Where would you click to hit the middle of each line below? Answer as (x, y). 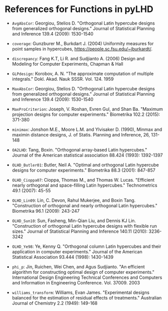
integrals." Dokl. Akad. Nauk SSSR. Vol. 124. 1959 (63, 79)
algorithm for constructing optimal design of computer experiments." (83, 272)
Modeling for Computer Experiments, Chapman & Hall (68, 64)
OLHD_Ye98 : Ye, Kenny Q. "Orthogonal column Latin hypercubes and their (87, 246)
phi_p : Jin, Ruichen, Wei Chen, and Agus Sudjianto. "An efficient (78, 266)
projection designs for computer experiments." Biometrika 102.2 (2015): (86, 114)
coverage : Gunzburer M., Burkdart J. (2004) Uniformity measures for (83, 43)
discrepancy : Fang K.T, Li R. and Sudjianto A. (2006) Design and (78, 58)
